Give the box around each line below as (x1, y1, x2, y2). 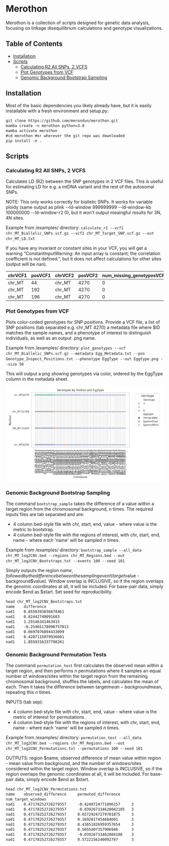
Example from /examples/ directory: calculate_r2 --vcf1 (6, 225, 124, 231)
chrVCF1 (8, 272, 27, 278)
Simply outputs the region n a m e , (6, 567, 73, 573)
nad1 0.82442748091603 (6, 614, 60, 619)
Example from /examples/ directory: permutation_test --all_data (6, 735, 142, 741)
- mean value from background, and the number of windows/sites (6, 760, 142, 766)
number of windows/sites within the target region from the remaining (6, 673, 148, 679)
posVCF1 (31, 272, 51, 278)
